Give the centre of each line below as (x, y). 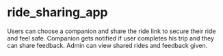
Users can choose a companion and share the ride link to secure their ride (112, 31)
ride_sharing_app (57, 12)
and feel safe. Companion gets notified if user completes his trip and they (110, 38)
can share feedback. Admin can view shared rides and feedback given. (107, 45)
